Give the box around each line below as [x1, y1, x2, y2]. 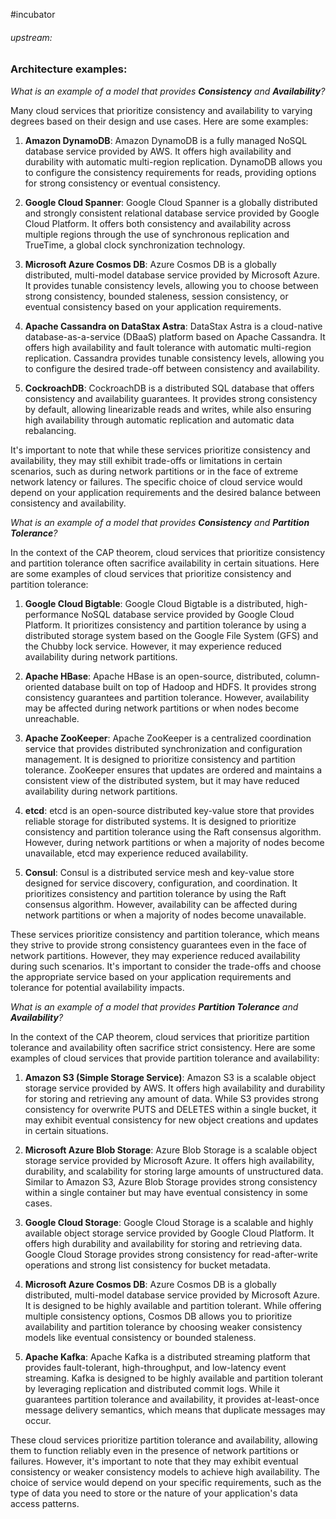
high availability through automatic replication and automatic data [24, 414, 295, 426]
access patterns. [10, 1497, 80, 1509]
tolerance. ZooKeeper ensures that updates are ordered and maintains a [24, 764, 323, 776]
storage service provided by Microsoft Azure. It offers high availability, [24, 1154, 315, 1166]
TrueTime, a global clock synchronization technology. [24, 239, 246, 251]
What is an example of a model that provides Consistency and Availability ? [10, 85, 326, 97]
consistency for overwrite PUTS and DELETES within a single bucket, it [24, 1103, 317, 1115]
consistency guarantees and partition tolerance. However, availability [24, 691, 310, 703]
